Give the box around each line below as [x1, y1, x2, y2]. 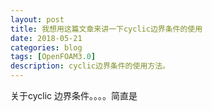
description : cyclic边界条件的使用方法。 [10, 61, 170, 71]
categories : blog [10, 42, 83, 53]
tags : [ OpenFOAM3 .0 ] [10, 52, 97, 62]
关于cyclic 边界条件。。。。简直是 [10, 90, 138, 101]
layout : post [10, 14, 65, 25]
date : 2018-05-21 [10, 33, 83, 43]
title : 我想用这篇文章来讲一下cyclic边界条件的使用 [10, 24, 203, 34]
